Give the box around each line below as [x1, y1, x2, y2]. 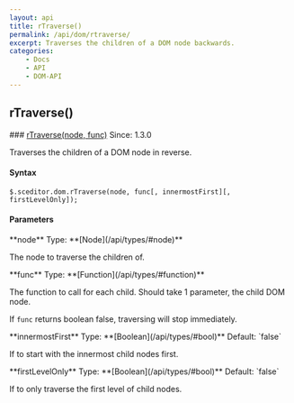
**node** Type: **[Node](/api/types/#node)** [9, 234, 183, 244]
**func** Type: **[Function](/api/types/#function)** [9, 269, 205, 279]
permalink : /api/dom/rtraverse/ [9, 30, 130, 39]
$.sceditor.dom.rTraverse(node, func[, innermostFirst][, [9, 187, 231, 197]
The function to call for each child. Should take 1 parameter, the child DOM [9, 286, 286, 298]
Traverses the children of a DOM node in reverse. [9, 146, 192, 158]
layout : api [9, 13, 54, 23]
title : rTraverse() [9, 22, 83, 31]
